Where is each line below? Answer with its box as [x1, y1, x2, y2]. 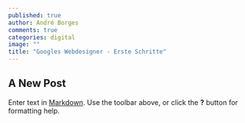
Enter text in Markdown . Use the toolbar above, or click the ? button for [8, 97, 238, 107]
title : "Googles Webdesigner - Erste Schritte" [8, 48, 167, 56]
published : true [8, 11, 61, 20]
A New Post [8, 77, 67, 90]
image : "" [8, 41, 41, 49]
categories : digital [8, 33, 76, 42]
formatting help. [8, 106, 60, 115]
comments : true [8, 26, 58, 34]
